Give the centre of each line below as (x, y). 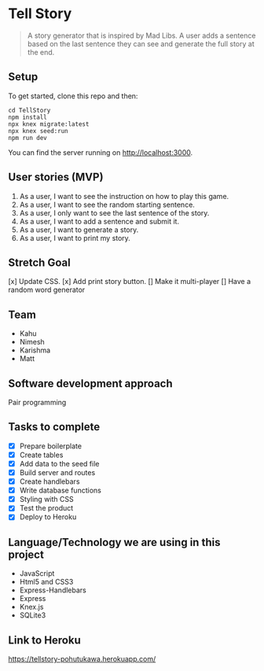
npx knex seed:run (38, 131)
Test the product (46, 508)
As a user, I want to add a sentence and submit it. (99, 221)
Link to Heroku (44, 640)
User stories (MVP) (56, 177)
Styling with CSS (46, 500)
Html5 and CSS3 (46, 582)
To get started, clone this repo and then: (73, 96)
